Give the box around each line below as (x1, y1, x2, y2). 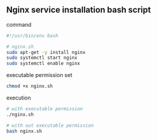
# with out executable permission (6, 122, 94, 128)
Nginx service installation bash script (6, 5, 151, 15)
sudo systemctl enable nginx (6, 61, 80, 67)
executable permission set (6, 72, 72, 79)
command (6, 21, 32, 28)
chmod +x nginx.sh (6, 83, 53, 90)
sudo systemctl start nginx (6, 55, 78, 61)
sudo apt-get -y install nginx (6, 49, 86, 55)
